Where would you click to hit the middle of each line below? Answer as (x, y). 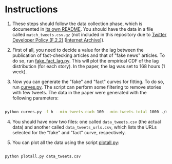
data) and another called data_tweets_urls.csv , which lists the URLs (84, 127)
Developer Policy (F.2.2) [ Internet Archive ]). (58, 40)
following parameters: (35, 98)
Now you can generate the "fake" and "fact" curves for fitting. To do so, (88, 81)
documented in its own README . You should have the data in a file (83, 29)
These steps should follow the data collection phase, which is (77, 24)
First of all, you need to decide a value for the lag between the (78, 50)
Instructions (31, 9)
